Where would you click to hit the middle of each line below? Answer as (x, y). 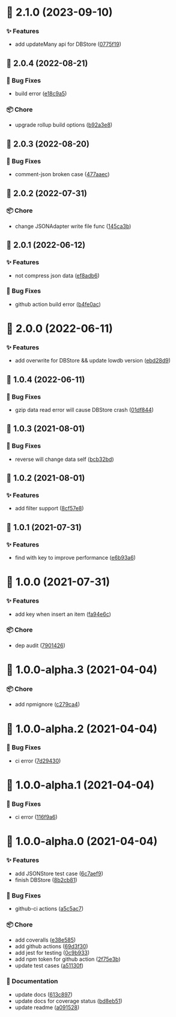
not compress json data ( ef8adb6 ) (57, 275)
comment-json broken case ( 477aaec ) (62, 174)
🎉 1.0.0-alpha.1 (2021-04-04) (80, 785)
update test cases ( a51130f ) (49, 966)
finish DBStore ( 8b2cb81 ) (46, 879)
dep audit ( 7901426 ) (40, 645)
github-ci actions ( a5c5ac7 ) (49, 909)
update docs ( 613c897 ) (44, 994)
